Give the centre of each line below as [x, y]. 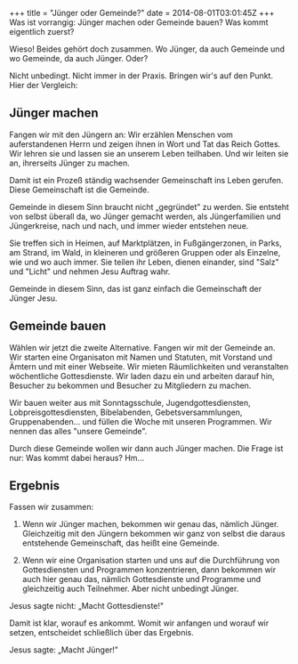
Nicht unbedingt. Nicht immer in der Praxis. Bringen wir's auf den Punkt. [141, 76]
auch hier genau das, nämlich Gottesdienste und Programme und [141, 579]
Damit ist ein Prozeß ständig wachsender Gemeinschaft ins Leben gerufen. [146, 180]
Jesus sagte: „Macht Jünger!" [64, 650]
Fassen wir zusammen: [52, 507]
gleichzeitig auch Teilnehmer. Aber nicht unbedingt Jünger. [130, 589]
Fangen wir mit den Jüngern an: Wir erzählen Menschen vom [121, 134]
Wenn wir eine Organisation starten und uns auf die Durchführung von [151, 561]
